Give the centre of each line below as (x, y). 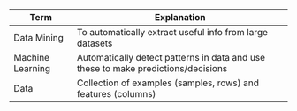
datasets (95, 43)
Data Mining (39, 37)
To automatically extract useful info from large (172, 32)
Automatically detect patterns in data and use (171, 58)
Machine (32, 58)
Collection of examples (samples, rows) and (168, 83)
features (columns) (116, 94)
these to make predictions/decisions (152, 68)
